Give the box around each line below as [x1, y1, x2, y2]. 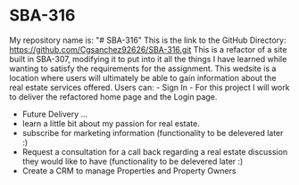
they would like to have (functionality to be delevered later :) [21, 156, 244, 166]
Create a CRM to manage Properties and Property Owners [21, 165, 237, 176]
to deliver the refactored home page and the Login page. [9, 91, 218, 102]
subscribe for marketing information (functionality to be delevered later [21, 127, 284, 138]
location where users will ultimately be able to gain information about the [9, 72, 277, 83]
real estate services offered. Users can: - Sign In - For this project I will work [9, 82, 290, 92]
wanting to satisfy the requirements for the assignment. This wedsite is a [9, 63, 277, 74]
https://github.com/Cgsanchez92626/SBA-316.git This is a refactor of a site [9, 44, 287, 54]
